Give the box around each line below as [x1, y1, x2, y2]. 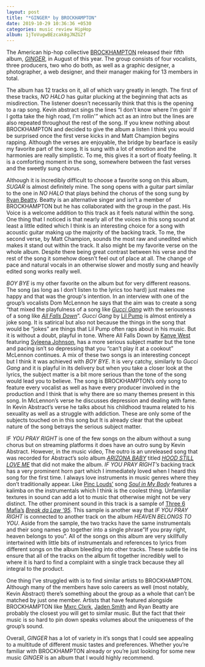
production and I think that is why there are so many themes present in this [6, 391, 195, 398]
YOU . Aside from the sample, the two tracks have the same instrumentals [6, 519, 191, 527]
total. [6, 75, 20, 82]
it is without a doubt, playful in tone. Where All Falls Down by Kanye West [6, 332, 191, 339]
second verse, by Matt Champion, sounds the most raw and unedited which [6, 235, 198, 243]
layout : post [6, 9, 40, 15]
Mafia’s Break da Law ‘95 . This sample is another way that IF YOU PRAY [6, 506, 188, 514]
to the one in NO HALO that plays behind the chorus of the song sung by [6, 189, 189, 197]
